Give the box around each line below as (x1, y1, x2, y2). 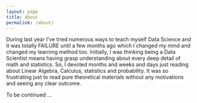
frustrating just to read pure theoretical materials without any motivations (6, 73, 184, 81)
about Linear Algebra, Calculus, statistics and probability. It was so (6, 67, 169, 75)
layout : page (6, 8, 38, 15)
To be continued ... (6, 91, 52, 98)
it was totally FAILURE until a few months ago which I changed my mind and (6, 42, 190, 49)
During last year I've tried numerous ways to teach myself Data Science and (6, 36, 191, 43)
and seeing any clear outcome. (6, 80, 82, 87)
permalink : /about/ (6, 20, 54, 25)
